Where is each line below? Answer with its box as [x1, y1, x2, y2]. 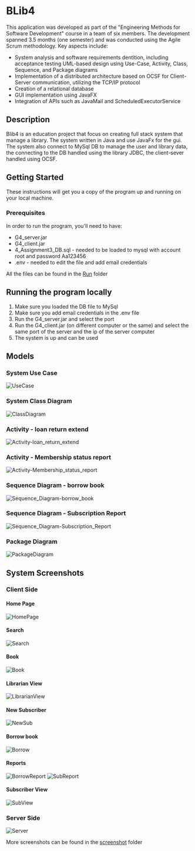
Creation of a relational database [14, 85, 94, 92]
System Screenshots [6, 568, 84, 578]
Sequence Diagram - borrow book [6, 481, 105, 489]
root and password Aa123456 [14, 252, 86, 260]
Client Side [6, 585, 38, 594]
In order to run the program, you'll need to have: [6, 222, 122, 229]
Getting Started [6, 173, 64, 183]
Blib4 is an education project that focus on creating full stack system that [6, 130, 183, 137]
